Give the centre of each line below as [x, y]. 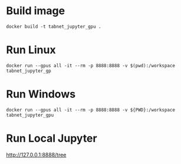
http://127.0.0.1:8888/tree [36, 155]
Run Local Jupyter [52, 138]
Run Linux [31, 50]
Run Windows [41, 94]
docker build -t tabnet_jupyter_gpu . [54, 27]
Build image [36, 11]
